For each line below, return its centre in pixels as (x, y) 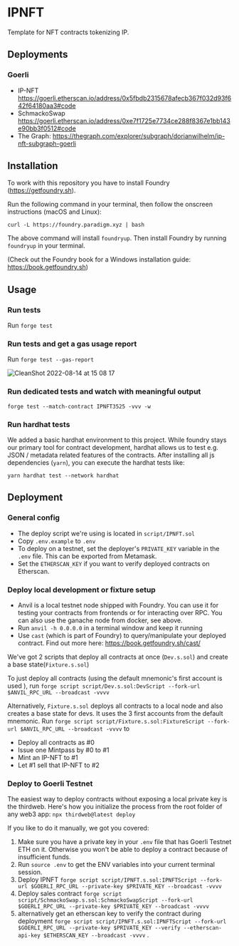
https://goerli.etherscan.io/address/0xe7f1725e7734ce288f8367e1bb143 (124, 120)
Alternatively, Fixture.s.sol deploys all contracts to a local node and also (115, 706)
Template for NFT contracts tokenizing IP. (68, 32)
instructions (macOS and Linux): (54, 212)
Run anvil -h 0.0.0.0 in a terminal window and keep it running (110, 628)
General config (34, 518)
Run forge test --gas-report (51, 359)
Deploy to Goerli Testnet (50, 783)
